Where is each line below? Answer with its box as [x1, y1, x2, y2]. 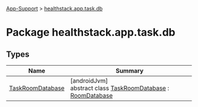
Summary [115, 67, 144, 74]
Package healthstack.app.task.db [6, 26, 176, 39]
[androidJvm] [70, 77, 108, 85]
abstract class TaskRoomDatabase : [70, 84, 170, 92]
